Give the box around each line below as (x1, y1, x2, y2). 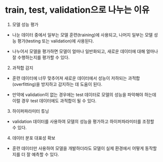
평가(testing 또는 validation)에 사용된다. (17, 38, 94, 44)
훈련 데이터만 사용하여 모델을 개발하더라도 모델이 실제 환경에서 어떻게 (12, 145, 144, 151)
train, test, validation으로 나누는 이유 (5, 4, 150, 16)
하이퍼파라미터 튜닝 (12, 108, 49, 114)
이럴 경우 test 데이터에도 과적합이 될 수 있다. (12, 98, 97, 103)
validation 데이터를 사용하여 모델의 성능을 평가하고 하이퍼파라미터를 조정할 (12, 118, 155, 124)
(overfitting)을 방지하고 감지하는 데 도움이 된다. (12, 81, 102, 87)
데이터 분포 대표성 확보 (12, 135, 56, 141)
